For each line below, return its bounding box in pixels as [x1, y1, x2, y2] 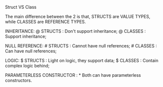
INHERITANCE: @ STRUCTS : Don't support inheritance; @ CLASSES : [5, 28, 146, 34]
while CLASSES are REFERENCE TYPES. [5, 19, 86, 24]
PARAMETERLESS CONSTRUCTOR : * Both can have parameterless [5, 72, 142, 78]
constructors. [5, 78, 32, 83]
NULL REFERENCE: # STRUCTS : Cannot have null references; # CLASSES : [5, 43, 157, 48]
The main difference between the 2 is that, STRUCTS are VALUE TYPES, [5, 14, 150, 19]
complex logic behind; [5, 63, 50, 68]
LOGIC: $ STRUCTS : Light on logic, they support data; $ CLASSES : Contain [5, 58, 159, 63]
